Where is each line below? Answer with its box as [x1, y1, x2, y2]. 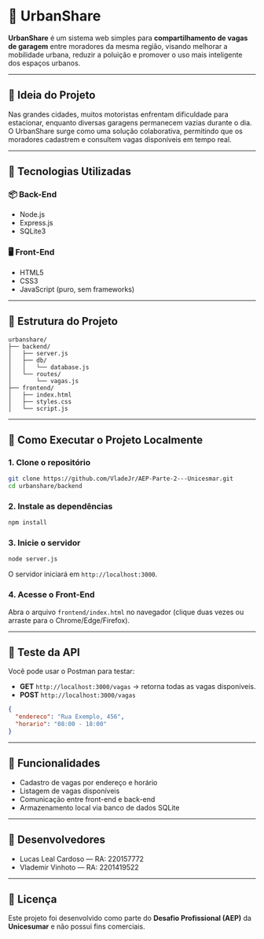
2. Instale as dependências [8, 501, 113, 512]
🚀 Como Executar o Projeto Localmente [8, 433, 203, 446]
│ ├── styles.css [8, 397, 72, 405]
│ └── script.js [8, 404, 68, 412]
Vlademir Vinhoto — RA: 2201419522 [19, 863, 139, 872]
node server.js [8, 555, 58, 563]
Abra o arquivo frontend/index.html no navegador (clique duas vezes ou [8, 607, 244, 617]
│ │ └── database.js [8, 363, 90, 371]
